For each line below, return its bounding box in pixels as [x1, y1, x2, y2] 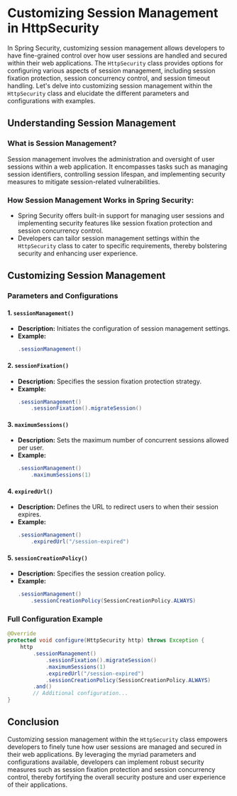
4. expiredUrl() [7, 487, 53, 495]
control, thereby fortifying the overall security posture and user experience [7, 773, 226, 781]
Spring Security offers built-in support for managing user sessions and [17, 211, 225, 220]
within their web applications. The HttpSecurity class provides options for [7, 58, 224, 67]
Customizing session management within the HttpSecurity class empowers [7, 735, 228, 743]
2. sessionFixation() [7, 361, 70, 369]
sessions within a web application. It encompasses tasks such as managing [7, 162, 228, 171]
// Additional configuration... [33, 690, 129, 697]
